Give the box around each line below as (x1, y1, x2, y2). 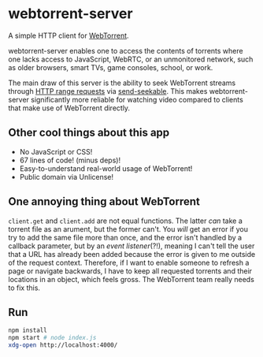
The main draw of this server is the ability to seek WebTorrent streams (8, 78, 236, 87)
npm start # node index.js (8, 334, 97, 342)
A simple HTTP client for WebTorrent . (8, 31, 129, 40)
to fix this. (8, 283, 41, 292)
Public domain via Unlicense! (19, 172, 114, 181)
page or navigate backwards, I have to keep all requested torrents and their (8, 266, 253, 276)
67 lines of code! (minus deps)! (19, 155, 120, 165)
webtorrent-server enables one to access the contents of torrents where (8, 46, 243, 55)
